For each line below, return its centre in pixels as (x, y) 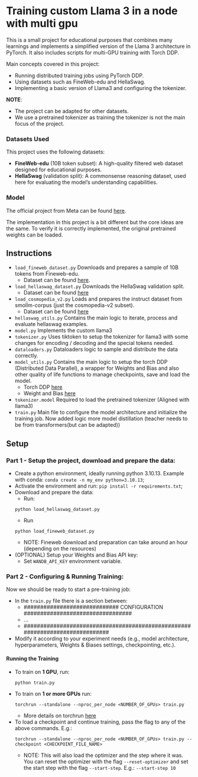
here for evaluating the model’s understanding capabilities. (86, 183)
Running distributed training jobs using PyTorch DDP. (79, 75)
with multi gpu (42, 23)
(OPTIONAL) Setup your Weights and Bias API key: (76, 555)
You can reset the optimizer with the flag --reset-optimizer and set (106, 761)
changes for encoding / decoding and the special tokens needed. (94, 343)
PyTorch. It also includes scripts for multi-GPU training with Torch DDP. (92, 52)
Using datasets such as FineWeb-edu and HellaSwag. (80, 82)
